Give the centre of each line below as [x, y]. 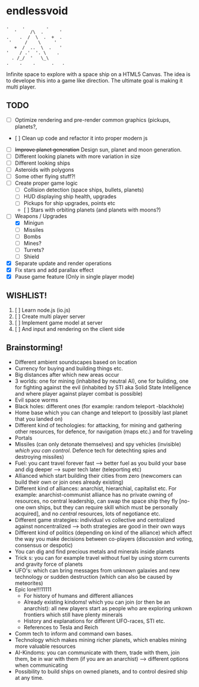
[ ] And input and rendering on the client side [70, 329]
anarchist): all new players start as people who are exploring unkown [108, 608]
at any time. [29, 677]
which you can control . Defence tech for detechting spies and [90, 450]
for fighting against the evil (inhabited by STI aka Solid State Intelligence [103, 387]
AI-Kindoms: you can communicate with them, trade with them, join [97, 653]
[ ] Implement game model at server [59, 323]
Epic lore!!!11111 [33, 589]
